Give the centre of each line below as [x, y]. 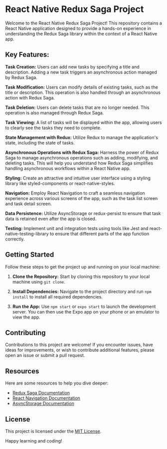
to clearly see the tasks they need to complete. [53, 127]
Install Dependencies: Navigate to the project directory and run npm [82, 291]
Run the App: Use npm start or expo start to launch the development [84, 306]
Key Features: [27, 55]
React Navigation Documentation [46, 398]
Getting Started [30, 255]
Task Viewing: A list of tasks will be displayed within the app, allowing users [83, 122]
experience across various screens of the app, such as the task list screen [82, 198]
